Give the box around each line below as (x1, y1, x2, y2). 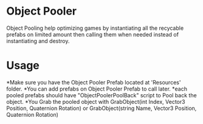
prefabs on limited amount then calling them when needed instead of (6, 30, 179, 38)
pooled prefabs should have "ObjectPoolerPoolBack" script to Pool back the (6, 91, 197, 98)
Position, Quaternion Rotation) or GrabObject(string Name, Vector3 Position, (6, 105, 197, 112)
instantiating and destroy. (6, 37, 70, 44)
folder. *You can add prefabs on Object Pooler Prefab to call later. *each (6, 85, 187, 92)
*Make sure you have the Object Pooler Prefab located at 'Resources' (6, 78, 181, 86)
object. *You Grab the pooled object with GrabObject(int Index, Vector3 (6, 98, 185, 105)
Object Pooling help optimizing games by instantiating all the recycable (6, 24, 184, 32)
